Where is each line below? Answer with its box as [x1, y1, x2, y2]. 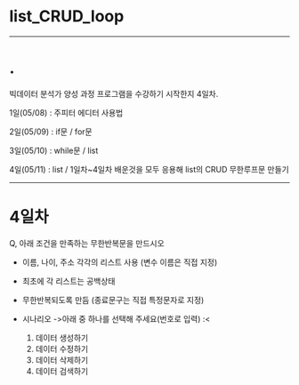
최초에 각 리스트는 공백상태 [21, 276, 116, 286]
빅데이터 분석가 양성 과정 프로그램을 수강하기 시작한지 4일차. [9, 88, 219, 99]
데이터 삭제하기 [35, 354, 89, 365]
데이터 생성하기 [35, 332, 89, 343]
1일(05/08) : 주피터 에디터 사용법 [9, 107, 124, 117]
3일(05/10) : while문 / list [9, 145, 99, 156]
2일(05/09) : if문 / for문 [9, 126, 93, 137]
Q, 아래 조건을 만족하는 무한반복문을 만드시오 [9, 237, 165, 248]
